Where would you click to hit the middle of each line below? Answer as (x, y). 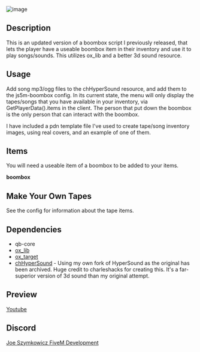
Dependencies (34, 229)
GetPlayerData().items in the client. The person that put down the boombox (99, 108)
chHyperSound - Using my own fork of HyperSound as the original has (102, 263)
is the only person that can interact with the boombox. (73, 114)
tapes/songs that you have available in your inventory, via (77, 102)
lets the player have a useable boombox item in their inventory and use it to (99, 49)
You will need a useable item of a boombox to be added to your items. (92, 166)
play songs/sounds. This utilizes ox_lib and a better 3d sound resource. (94, 55)
